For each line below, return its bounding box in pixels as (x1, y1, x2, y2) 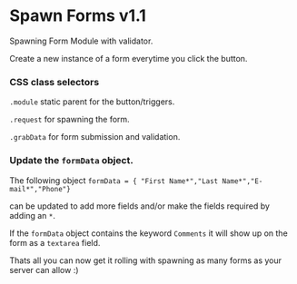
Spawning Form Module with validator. (9, 35, 153, 46)
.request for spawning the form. (9, 114, 130, 125)
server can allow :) (9, 264, 79, 275)
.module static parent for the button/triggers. (9, 96, 175, 107)
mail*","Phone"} (9, 184, 71, 193)
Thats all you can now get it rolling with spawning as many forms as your (9, 255, 282, 266)
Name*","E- (222, 176, 263, 186)
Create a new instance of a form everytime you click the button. (9, 53, 248, 64)
